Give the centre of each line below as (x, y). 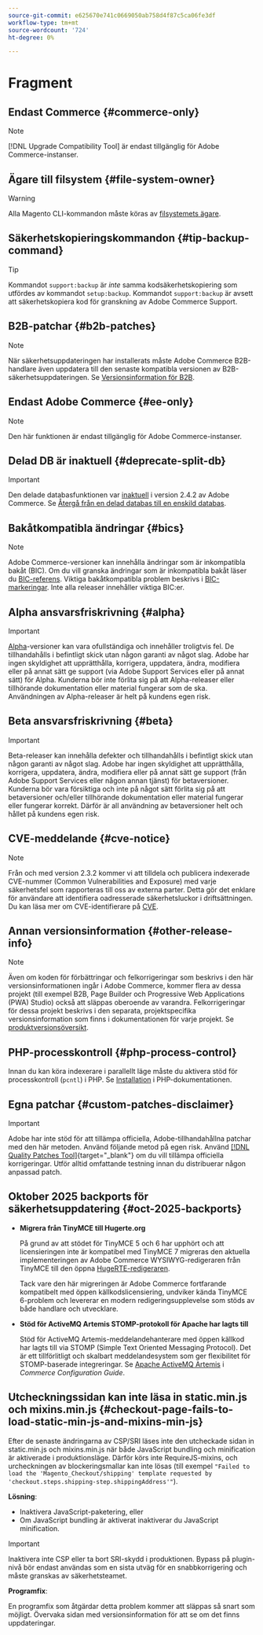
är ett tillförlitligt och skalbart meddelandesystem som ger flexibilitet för (135, 1356)
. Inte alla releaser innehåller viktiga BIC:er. (116, 588)
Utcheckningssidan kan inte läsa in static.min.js (128, 1397)
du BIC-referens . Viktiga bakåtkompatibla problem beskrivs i (106, 579)
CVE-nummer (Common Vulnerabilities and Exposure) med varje (113, 881)
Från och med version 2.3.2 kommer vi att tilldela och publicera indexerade (129, 873)
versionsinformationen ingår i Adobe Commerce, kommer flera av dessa (125, 986)
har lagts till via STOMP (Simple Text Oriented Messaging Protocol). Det (135, 1347)
